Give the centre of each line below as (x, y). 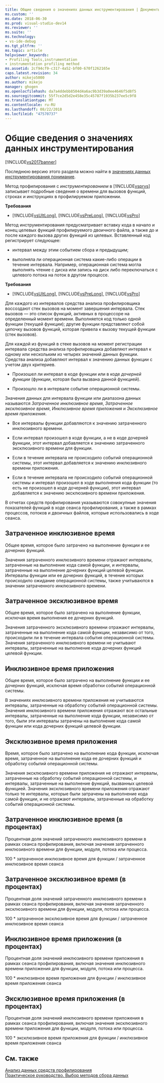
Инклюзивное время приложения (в (63, 939)
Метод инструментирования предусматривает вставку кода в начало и (80, 225)
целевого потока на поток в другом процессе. (60, 275)
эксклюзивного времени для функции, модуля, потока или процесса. (78, 909)
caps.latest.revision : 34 (31, 73)
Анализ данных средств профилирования (48, 1070)
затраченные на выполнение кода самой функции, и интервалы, (72, 565)
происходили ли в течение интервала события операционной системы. (80, 638)
